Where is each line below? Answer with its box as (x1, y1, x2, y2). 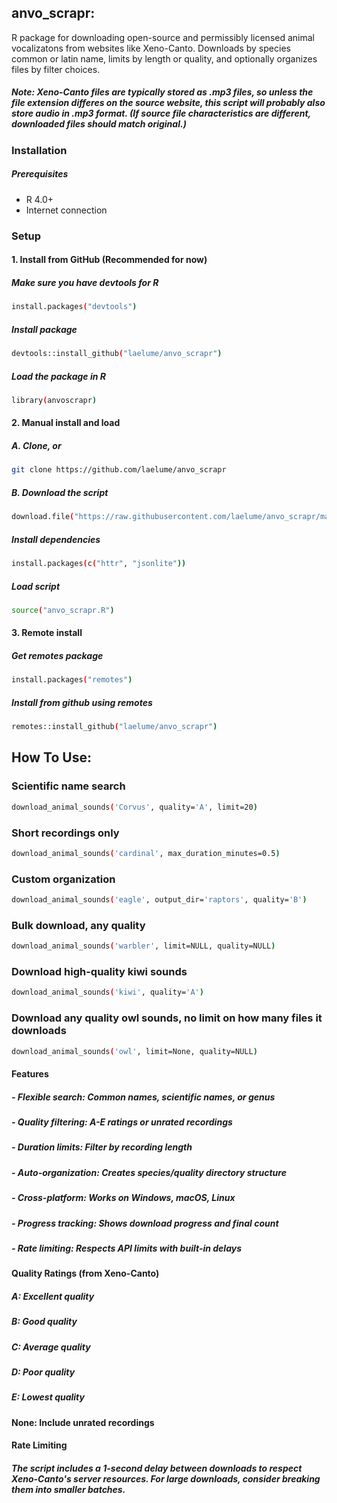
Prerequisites (11, 168, 69, 180)
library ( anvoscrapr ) (11, 395, 98, 405)
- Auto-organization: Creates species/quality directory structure (11, 1166, 287, 1178)
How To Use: (11, 749, 92, 766)
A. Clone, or (11, 439, 62, 451)
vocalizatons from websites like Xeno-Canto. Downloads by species (11, 42, 291, 54)
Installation (11, 143, 68, 157)
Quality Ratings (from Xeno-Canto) (11, 1267, 160, 1280)
